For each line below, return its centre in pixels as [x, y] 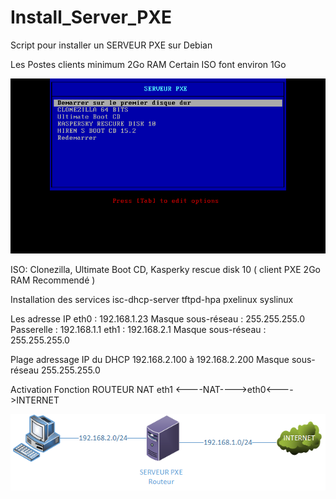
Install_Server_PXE [91, 17]
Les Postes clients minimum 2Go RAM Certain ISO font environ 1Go [148, 64]
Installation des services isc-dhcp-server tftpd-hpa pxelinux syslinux [152, 299]
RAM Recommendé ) [53, 280]
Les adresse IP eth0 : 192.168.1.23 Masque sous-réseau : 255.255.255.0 [158, 318]
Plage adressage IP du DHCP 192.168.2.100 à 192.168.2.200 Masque [150, 359]
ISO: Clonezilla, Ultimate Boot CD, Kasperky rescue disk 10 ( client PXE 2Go [165, 269]
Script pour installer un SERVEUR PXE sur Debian [111, 45]
